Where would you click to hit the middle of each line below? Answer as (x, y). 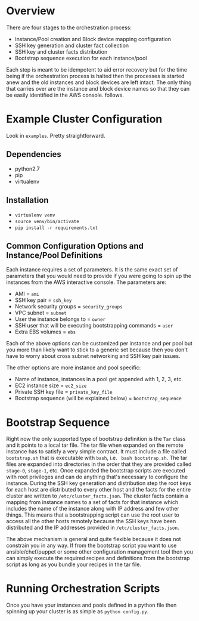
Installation (27, 200)
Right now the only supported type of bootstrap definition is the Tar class (96, 439)
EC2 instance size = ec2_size (51, 385)
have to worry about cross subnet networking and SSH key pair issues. (93, 356)
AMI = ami (27, 294)
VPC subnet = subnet (41, 313)
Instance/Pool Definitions (55, 255)
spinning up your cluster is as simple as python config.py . (77, 611)
